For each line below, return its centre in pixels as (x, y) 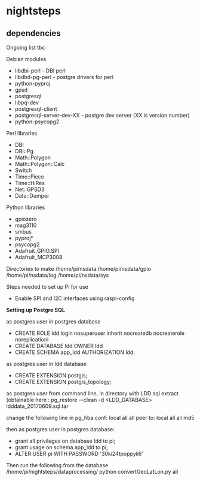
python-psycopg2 (37, 122)
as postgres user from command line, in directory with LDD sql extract (93, 393)
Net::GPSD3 (30, 189)
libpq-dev (27, 102)
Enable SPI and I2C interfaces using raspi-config (75, 298)
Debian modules (26, 59)
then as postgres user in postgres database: (60, 429)
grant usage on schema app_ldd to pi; (61, 447)
